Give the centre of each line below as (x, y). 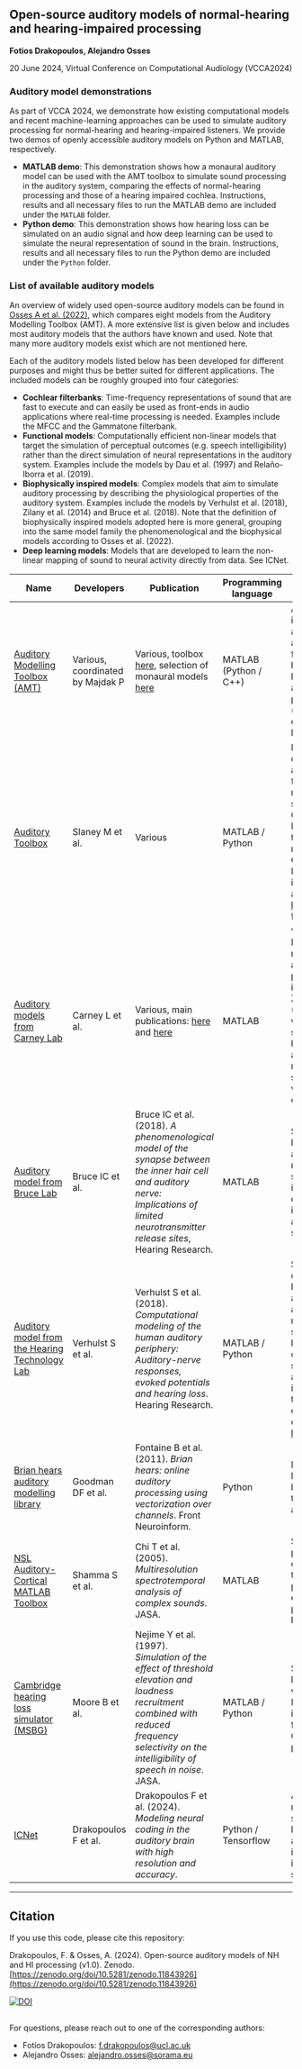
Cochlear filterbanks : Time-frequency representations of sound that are (157, 398)
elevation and (164, 1680)
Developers (99, 588)
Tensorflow (246, 1841)
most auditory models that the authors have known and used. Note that (141, 334)
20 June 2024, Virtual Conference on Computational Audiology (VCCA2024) (151, 68)
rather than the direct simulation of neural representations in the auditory (157, 455)
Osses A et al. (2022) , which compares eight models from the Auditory (140, 315)
